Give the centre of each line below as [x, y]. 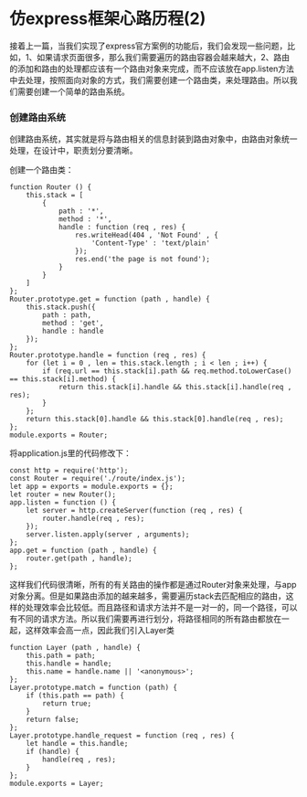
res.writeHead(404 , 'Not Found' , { [147, 235]
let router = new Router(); [63, 494]
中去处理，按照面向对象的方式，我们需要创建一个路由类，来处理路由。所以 [149, 80]
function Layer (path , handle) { [75, 648]
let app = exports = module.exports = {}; [91, 487]
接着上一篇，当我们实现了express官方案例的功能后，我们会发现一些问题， [148, 46]
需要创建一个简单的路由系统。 [73, 91]
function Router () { [51, 187]
